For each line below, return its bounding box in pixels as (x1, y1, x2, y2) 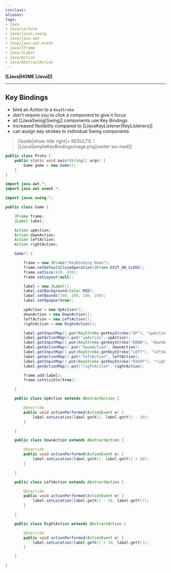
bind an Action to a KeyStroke (12, 106, 74, 113)
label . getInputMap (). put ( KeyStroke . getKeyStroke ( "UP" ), (23, 331, 145, 336)
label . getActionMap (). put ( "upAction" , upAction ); (23, 335, 131, 340)
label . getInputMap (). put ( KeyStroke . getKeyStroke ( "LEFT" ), (23, 349, 149, 354)
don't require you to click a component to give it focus (12, 112, 126, 118)
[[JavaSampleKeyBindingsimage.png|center (17, 144, 110, 150)
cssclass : (5, 7, 26, 13)
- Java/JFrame (5, 45, 36, 50)
